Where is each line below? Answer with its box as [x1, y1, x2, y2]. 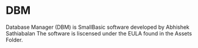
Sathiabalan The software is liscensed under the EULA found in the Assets [5, 29, 193, 37]
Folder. [5, 36, 23, 43]
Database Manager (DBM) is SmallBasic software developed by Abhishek [5, 23, 190, 31]
